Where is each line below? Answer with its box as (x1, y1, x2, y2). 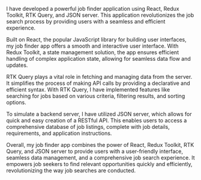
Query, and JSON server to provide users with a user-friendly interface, (6, 147, 183, 155)
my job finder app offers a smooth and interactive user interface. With (6, 42, 179, 49)
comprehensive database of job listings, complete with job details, (6, 123, 170, 130)
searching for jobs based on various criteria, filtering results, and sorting (6, 93, 185, 99)
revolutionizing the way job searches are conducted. (6, 167, 136, 174)
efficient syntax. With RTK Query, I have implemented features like (6, 86, 170, 93)
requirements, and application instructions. (6, 129, 112, 137)
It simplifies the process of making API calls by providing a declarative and (6, 79, 190, 87)
